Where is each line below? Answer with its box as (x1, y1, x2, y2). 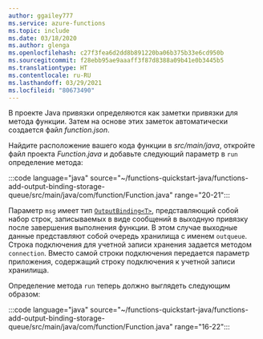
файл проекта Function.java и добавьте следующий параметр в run (8, 149, 238, 159)
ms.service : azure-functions (8, 19, 106, 27)
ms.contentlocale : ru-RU (8, 71, 91, 79)
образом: (8, 289, 41, 299)
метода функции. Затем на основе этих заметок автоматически (8, 117, 229, 127)
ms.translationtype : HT (8, 64, 88, 72)
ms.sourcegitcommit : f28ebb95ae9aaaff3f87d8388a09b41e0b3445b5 (8, 57, 225, 65)
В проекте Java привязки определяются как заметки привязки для (8, 108, 238, 118)
